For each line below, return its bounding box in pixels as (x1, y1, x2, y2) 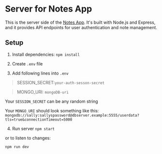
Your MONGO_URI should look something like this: (5, 108, 99, 113)
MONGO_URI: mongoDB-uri (16, 89, 69, 95)
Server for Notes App (5, 3, 92, 15)
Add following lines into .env (12, 70, 69, 76)
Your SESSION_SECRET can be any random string (5, 98, 98, 104)
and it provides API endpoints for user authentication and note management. (5, 24, 157, 30)
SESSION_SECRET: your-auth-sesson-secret (16, 79, 105, 85)
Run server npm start (12, 125, 55, 131)
